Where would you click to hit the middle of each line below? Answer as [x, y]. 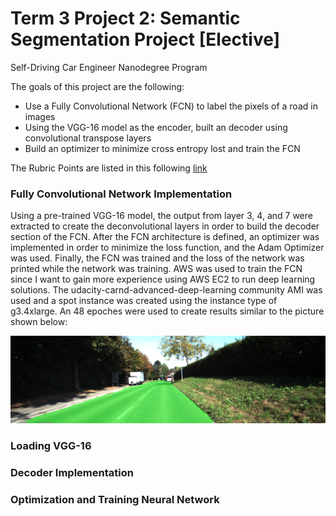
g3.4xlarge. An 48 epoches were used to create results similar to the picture [167, 311]
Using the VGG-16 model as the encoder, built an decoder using [156, 127]
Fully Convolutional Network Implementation [121, 194]
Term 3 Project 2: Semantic [125, 18]
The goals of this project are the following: [97, 86]
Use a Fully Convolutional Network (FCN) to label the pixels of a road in [171, 106]
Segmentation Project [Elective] [145, 39]
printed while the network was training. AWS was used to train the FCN [156, 269]
